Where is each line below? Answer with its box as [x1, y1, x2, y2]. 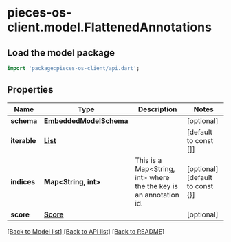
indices [10, 177, 36, 186]
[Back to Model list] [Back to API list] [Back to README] [7, 227, 165, 235]
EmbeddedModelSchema [43, 115, 129, 125]
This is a [135, 155, 162, 165]
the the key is [135, 181, 179, 190]
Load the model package [7, 47, 115, 58]
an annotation [135, 190, 180, 199]
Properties [7, 84, 54, 96]
